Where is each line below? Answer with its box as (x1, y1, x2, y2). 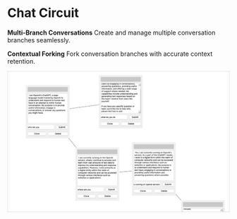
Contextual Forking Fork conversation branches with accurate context (7, 49, 213, 58)
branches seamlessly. (7, 35, 71, 44)
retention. (7, 57, 35, 65)
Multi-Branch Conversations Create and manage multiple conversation (7, 28, 216, 37)
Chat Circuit (7, 5, 80, 21)
